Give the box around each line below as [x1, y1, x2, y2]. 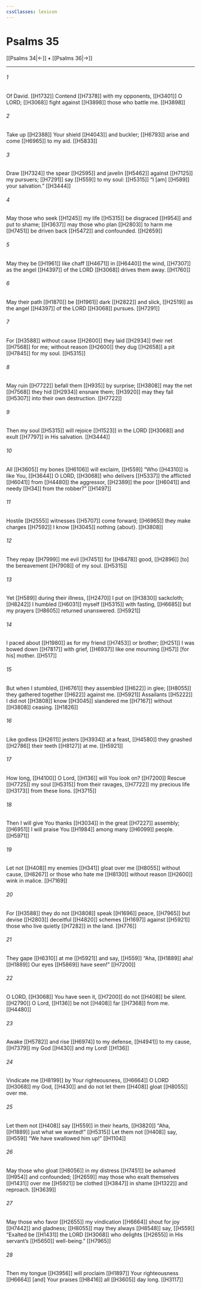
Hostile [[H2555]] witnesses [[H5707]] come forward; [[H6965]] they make [6, 517, 191, 524]
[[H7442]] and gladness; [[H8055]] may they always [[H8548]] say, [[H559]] [6, 1225, 195, 1232]
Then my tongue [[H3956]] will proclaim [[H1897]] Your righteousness [6, 1270, 179, 1277]
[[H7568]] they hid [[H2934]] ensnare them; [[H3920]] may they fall [6, 388, 173, 396]
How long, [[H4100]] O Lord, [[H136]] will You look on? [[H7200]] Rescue [6, 774, 186, 782]
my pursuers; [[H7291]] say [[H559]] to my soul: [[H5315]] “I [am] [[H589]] [6, 176, 190, 183]
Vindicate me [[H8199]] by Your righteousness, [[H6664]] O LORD [6, 1077, 169, 1084]
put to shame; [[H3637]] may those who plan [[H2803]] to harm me [6, 221, 172, 228]
